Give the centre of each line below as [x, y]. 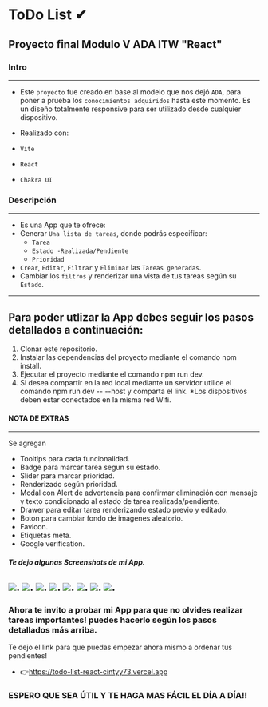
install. [31, 365]
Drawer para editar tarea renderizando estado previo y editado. [124, 510]
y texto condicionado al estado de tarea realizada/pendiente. [120, 501]
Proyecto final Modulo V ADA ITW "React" [115, 44]
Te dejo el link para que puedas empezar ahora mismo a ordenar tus [120, 647]
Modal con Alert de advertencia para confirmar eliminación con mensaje [138, 493]
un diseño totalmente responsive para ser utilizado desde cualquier [130, 109]
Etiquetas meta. [45, 535]
